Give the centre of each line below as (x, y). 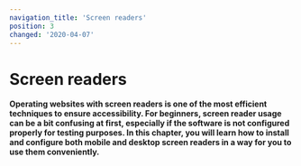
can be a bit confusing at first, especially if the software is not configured (150, 124)
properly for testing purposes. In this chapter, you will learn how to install (150, 133)
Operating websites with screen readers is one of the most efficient (138, 104)
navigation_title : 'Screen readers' (78, 18)
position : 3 (32, 26)
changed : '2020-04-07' (52, 34)
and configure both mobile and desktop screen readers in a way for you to (150, 143)
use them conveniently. (55, 152)
